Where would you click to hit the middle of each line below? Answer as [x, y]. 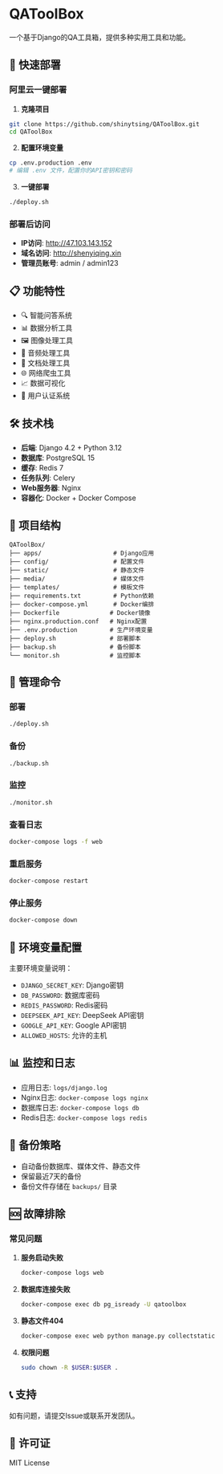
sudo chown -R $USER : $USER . [69, 1367]
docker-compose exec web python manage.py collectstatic [118, 1336]
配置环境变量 [42, 148]
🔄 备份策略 [35, 1145]
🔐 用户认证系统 [45, 396]
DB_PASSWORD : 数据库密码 [60, 995]
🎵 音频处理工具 [45, 353]
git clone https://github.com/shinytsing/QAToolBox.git [104, 124]
